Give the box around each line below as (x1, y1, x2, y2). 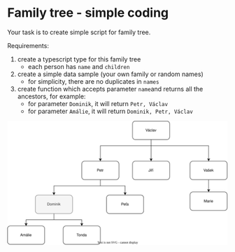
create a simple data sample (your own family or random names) (17, 70, 204, 78)
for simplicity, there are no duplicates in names (27, 77, 159, 85)
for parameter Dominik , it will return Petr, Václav (27, 99, 169, 108)
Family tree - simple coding (7, 5, 169, 21)
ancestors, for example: (17, 92, 86, 101)
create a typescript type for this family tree (17, 54, 141, 64)
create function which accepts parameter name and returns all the (17, 84, 204, 93)
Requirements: (7, 41, 49, 50)
